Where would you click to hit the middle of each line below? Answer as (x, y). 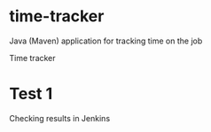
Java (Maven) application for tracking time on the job (106, 41)
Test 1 (31, 94)
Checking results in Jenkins (60, 118)
